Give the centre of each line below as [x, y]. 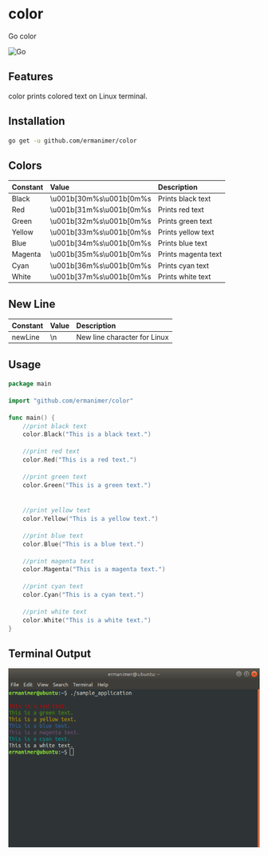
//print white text [55, 612]
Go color [23, 36]
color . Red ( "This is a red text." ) [80, 460]
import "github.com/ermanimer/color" [71, 401]
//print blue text [53, 536]
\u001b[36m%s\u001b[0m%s [100, 266]
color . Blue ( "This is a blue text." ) [84, 544]
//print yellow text [57, 510]
